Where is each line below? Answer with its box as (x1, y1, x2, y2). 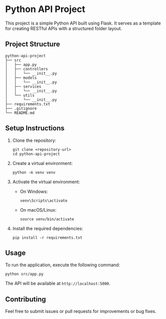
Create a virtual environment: (12, 160, 73, 166)
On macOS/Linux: (20, 207, 57, 213)
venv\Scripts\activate (20, 198, 68, 203)
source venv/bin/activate (20, 217, 74, 222)
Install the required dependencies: (12, 225, 84, 231)
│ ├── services (5, 84, 42, 89)
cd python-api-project (12, 151, 60, 156)
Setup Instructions (5, 124, 65, 132)
